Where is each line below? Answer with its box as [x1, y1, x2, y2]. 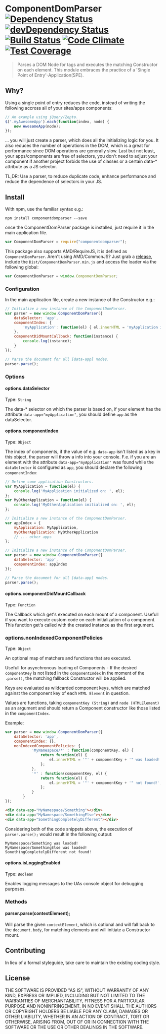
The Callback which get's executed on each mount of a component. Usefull [5, 611, 159, 617]
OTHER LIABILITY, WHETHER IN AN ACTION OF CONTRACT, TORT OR [5, 1013, 149, 1020]
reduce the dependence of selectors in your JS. [5, 179, 103, 185]
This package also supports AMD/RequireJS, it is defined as [5, 248, 127, 254]
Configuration [5, 285, 40, 292]
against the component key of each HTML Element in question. [5, 690, 130, 696]
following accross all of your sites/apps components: [5, 105, 113, 111]
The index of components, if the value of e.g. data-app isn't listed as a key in [5, 449, 161, 454]
